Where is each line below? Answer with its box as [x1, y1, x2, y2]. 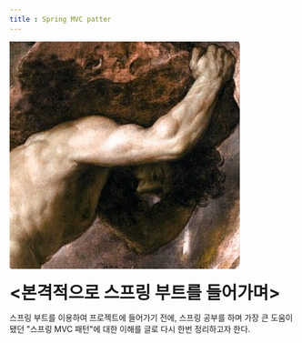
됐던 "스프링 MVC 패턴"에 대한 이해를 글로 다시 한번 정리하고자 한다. [9, 323, 251, 334]
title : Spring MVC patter [9, 15, 112, 24]
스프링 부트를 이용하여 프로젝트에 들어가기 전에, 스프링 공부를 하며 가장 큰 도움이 [9, 312, 294, 323]
